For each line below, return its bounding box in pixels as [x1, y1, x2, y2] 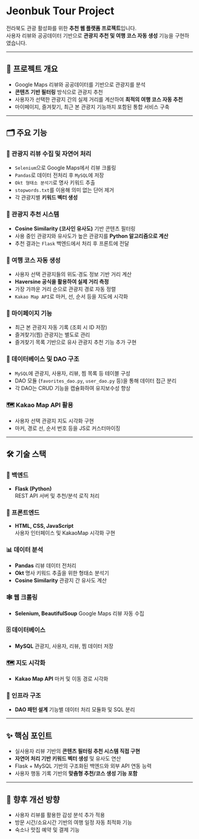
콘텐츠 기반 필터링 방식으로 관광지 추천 [14, 88, 104, 96]
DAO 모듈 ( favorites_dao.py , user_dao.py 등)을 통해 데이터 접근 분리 [14, 377, 176, 384]
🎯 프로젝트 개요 [6, 64, 58, 74]
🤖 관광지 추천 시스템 [6, 210, 59, 219]
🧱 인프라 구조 [6, 692, 41, 700]
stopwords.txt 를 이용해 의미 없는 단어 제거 [14, 186, 114, 194]
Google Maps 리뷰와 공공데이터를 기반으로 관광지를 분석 [14, 81, 146, 88]
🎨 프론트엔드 [6, 508, 40, 517]
